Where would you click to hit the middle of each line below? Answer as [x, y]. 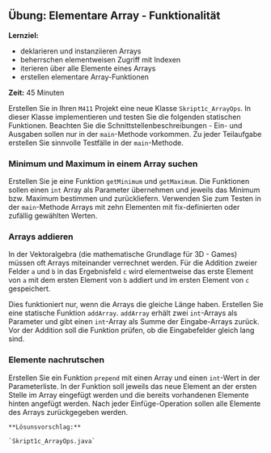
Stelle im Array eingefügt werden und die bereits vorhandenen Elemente [129, 395]
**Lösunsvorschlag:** [45, 427]
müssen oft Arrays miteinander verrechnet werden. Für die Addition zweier [133, 263]
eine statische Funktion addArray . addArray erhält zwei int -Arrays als [123, 313]
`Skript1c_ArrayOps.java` [52, 441]
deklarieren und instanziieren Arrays [80, 51]
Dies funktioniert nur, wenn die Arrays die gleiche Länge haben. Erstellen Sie [136, 305]
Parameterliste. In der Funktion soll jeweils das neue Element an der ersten [133, 386]
